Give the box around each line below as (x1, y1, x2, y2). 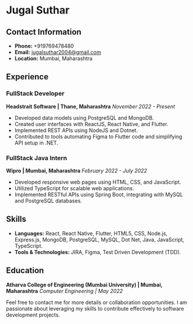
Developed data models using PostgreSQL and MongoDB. (14, 114, 154, 121)
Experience (6, 72, 49, 82)
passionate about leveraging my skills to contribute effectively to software (6, 305, 184, 312)
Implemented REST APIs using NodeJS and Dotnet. (14, 127, 138, 134)
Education (6, 265, 44, 276)
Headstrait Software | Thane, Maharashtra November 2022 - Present (6, 103, 175, 110)
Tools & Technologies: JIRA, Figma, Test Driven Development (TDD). (14, 248, 181, 255)
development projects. (6, 311, 60, 318)
